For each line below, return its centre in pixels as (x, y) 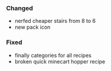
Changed (20, 8)
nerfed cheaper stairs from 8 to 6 (55, 21)
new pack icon (32, 27)
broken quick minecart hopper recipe (60, 61)
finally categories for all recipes (53, 55)
